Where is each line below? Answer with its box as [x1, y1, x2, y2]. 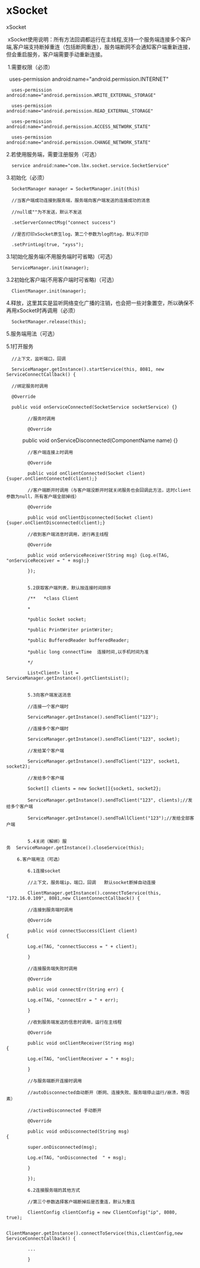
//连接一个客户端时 [27, 703, 69, 710]
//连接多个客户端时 [27, 725, 69, 731]
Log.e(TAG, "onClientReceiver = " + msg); [27, 1055, 135, 1062]
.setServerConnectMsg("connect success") [11, 219, 116, 225]
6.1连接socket [27, 868, 61, 874]
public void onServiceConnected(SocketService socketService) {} [11, 404, 178, 410]
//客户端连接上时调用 [27, 449, 73, 455]
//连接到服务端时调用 [27, 907, 73, 913]
